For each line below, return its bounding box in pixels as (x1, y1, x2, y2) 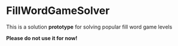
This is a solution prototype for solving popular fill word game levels (6, 23, 173, 30)
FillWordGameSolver (6, 4, 110, 17)
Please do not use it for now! (6, 34, 78, 41)
